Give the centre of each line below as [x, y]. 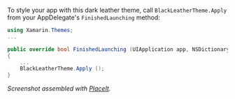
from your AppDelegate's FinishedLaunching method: [84, 17]
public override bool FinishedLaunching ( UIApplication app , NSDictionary [119, 49]
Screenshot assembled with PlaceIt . [59, 89]
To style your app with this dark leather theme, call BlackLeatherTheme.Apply [117, 10]
